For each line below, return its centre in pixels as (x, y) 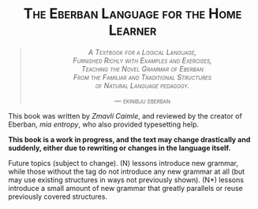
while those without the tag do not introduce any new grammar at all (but (127, 171)
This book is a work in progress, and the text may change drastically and (129, 139)
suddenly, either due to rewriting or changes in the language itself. (120, 148)
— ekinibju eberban (142, 101)
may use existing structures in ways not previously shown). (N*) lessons (126, 180)
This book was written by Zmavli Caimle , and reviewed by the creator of (125, 115)
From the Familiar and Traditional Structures (142, 77)
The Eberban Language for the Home (133, 14)
